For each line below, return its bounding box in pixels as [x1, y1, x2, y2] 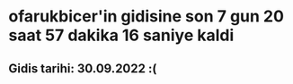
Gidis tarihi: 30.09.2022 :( [8, 61, 157, 76]
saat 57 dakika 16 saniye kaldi [8, 25, 235, 46]
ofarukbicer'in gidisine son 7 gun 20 [8, 6, 285, 27]
